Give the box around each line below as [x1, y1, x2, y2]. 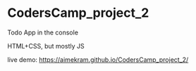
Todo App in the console [7, 28, 79, 37]
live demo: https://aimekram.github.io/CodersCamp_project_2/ [7, 55, 189, 64]
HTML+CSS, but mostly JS [7, 41, 85, 50]
